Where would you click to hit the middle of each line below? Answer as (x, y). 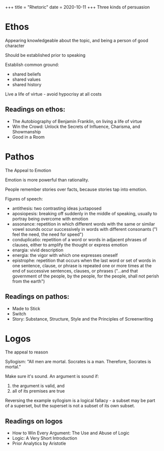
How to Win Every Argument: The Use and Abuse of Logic (71, 433)
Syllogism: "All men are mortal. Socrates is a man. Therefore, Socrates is (78, 362)
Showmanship (26, 131)
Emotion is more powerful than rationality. (47, 180)
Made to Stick (26, 308)
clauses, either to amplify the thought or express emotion (70, 245)
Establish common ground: (32, 64)
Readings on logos (34, 421)
